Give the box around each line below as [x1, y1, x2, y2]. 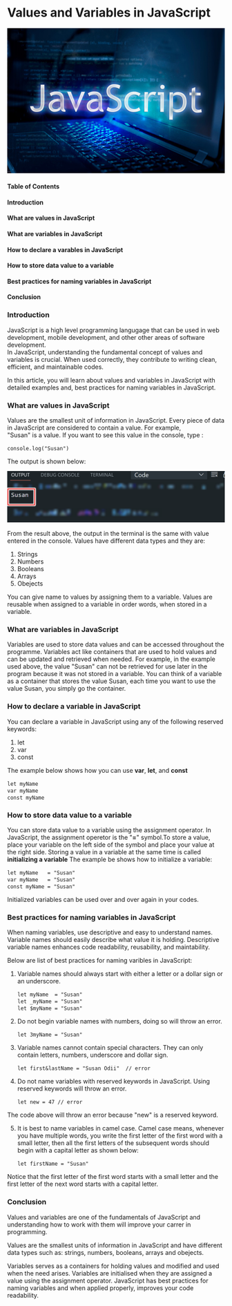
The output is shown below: [7, 457, 86, 465]
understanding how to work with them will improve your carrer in [7, 1220, 191, 1229]
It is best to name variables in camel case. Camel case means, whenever [17, 1124, 224, 1133]
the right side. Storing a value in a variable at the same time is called [7, 847, 202, 856]
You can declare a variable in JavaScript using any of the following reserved [7, 717, 224, 726]
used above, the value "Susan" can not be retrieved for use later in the [7, 662, 208, 671]
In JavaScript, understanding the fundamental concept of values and [7, 347, 203, 356]
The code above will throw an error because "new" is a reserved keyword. [7, 1111, 219, 1120]
